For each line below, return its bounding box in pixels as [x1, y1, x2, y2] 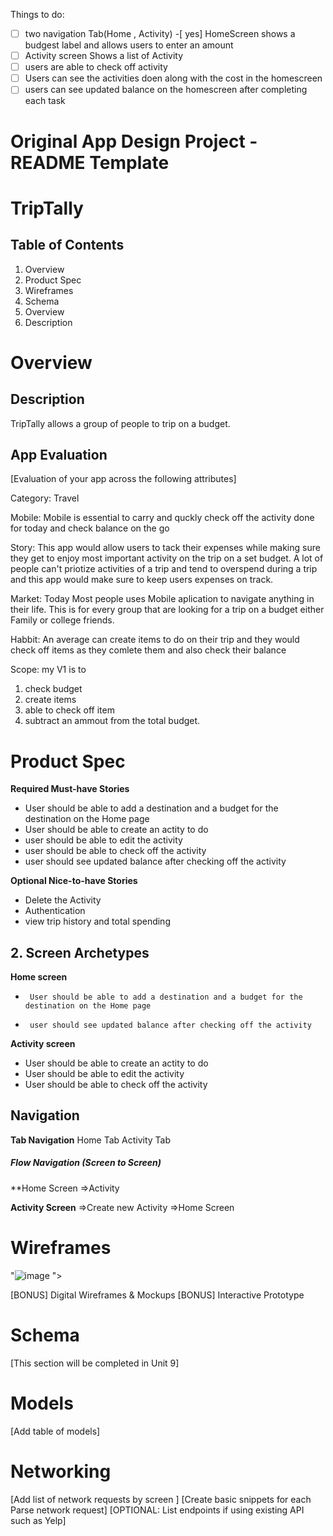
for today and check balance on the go [10, 522, 170, 534]
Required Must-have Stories [10, 783, 130, 795]
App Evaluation [10, 446, 108, 463]
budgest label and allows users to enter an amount [24, 39, 234, 51]
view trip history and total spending [24, 915, 171, 928]
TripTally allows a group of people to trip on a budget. [10, 417, 231, 429]
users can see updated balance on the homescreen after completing [24, 84, 308, 96]
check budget [24, 683, 83, 695]
